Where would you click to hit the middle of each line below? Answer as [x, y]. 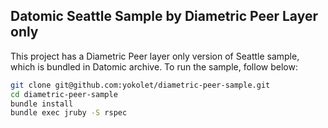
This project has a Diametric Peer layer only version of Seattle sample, [155, 56]
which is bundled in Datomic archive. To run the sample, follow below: [154, 66]
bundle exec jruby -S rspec [69, 113]
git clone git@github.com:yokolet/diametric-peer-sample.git [140, 85]
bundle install [42, 104]
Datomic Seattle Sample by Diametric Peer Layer [164, 16]
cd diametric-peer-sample [64, 94]
